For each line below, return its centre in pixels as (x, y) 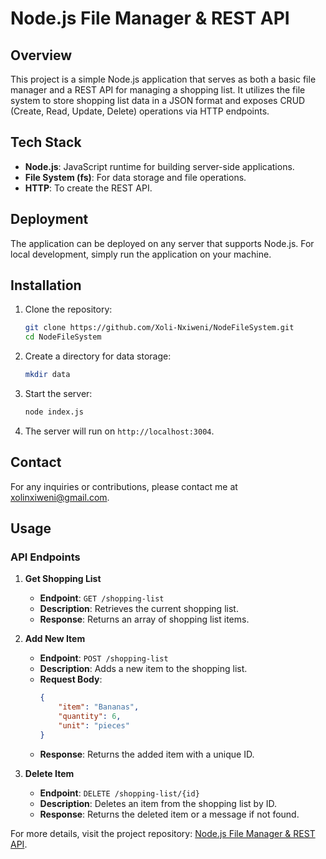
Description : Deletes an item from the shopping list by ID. (158, 803)
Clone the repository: (68, 309)
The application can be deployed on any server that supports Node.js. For (162, 243)
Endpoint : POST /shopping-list (104, 658)
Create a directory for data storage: (98, 356)
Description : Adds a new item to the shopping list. (143, 669)
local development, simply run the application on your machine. (141, 254)
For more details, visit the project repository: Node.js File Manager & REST (163, 833)
